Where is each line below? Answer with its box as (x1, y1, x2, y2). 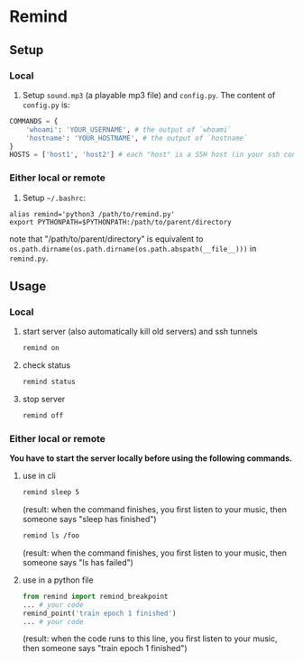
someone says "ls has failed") (22, 556, 133, 567)
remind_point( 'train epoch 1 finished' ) (22, 609, 177, 618)
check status (22, 360, 71, 371)
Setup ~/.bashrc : (22, 192, 86, 203)
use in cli (22, 471, 56, 482)
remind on (22, 344, 60, 353)
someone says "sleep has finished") (22, 514, 157, 525)
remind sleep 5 (22, 488, 80, 497)
